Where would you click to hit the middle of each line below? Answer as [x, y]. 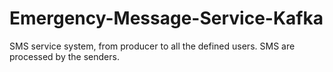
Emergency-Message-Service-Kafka [166, 18]
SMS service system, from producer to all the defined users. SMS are [152, 46]
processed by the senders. [64, 56]
